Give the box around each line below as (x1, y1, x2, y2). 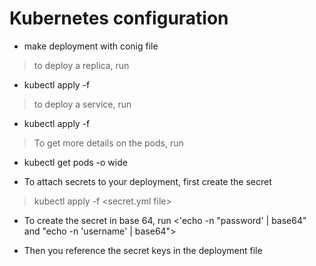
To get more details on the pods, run (33, 137, 184, 149)
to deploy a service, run (33, 98, 132, 110)
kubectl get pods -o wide (23, 156, 128, 168)
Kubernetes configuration (9, 7, 229, 30)
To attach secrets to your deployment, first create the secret (23, 175, 272, 187)
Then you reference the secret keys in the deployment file (23, 244, 263, 256)
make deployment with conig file (23, 40, 159, 52)
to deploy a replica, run (33, 59, 130, 71)
